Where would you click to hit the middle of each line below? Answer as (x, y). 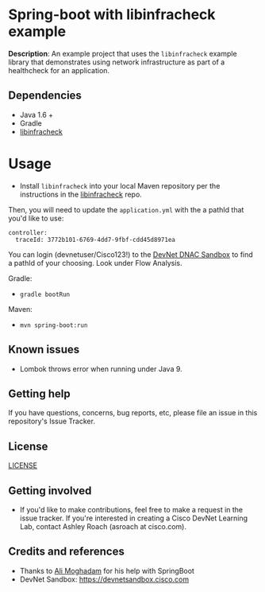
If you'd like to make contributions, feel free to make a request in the (131, 509)
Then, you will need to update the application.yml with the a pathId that (126, 209)
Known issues (44, 350)
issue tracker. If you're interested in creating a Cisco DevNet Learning (134, 518)
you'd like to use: (36, 218)
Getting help (39, 393)
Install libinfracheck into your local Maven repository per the (120, 185)
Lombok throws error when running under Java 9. (101, 368)
